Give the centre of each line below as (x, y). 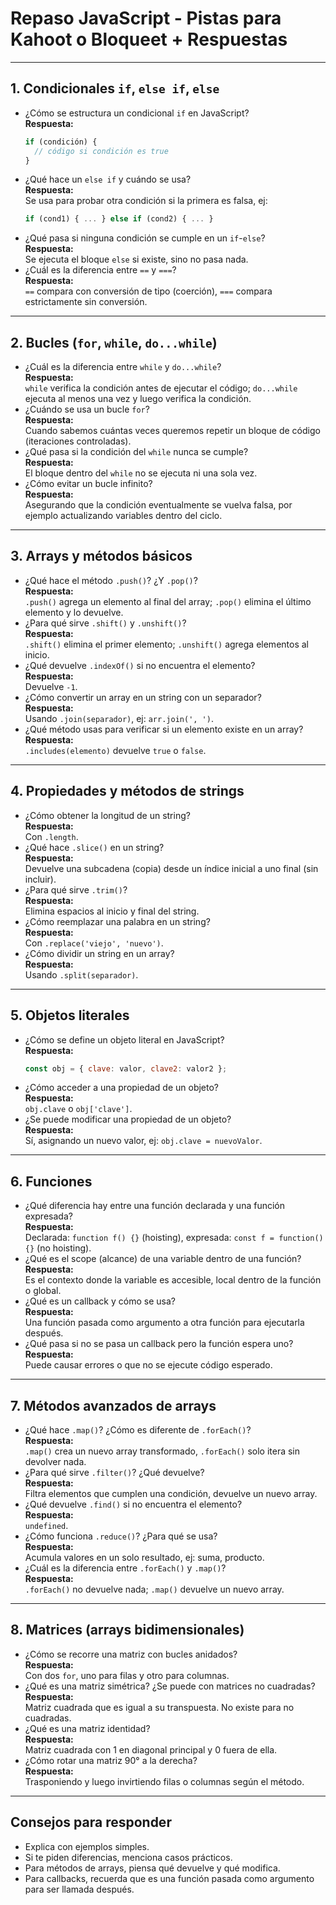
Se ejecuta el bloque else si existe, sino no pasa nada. (136, 259)
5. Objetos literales (70, 1015)
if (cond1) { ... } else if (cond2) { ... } (119, 219)
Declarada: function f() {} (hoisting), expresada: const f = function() (174, 1238)
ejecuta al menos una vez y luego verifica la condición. (138, 399)
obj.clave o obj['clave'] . (78, 1109)
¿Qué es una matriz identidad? (87, 1728)
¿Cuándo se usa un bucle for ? (87, 409)
